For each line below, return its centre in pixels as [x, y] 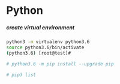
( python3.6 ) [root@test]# [38, 53]
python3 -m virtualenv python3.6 [48, 42]
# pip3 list [21, 75]
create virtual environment [40, 27]
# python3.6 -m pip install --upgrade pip [60, 64]
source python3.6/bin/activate [45, 48]
